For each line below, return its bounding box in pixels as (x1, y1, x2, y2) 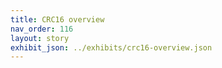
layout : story (10, 33, 70, 43)
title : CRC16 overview (10, 14, 105, 25)
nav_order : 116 (10, 24, 74, 34)
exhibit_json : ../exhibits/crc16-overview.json (10, 42, 213, 53)
